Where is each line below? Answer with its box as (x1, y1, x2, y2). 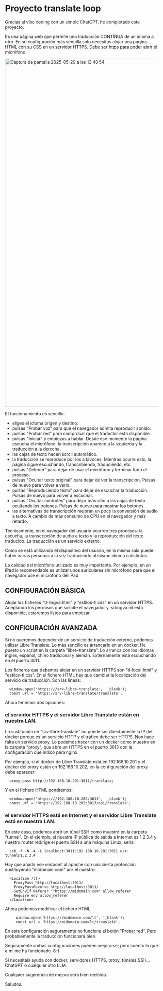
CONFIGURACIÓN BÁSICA (5, 586, 85, 595)
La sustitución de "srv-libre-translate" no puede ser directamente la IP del (5, 728, 153, 734)
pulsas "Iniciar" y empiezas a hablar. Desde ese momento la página (12, 436, 147, 442)
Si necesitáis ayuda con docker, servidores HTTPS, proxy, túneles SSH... (5, 957, 150, 963)
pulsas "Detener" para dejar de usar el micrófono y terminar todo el (12, 466, 147, 472)
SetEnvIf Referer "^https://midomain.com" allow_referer (14, 889, 131, 894)
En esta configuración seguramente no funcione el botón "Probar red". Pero (5, 928, 157, 934)
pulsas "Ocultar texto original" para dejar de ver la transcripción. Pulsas (12, 477, 156, 483)
